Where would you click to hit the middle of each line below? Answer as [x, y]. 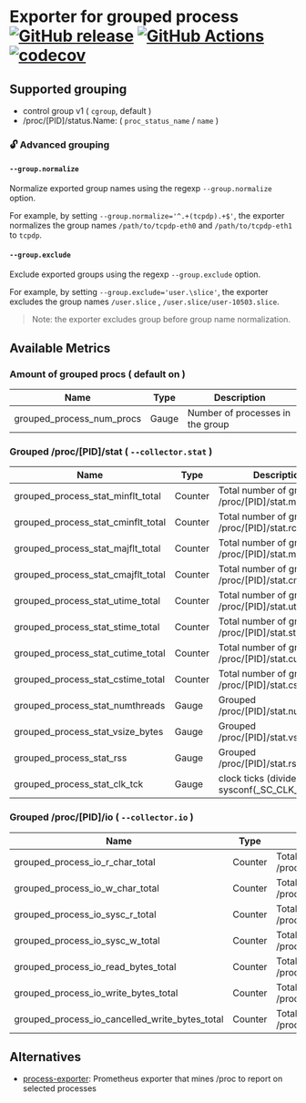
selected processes [60, 1088]
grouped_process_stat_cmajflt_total [90, 575]
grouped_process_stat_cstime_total [90, 679]
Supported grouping [68, 89]
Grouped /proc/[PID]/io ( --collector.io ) [102, 817]
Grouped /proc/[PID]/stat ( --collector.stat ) [111, 451]
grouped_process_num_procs [78, 419]
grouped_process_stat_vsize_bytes [89, 732]
